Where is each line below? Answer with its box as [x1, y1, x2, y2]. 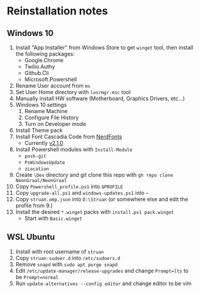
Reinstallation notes [7, 4, 108, 18]
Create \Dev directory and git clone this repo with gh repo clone [15, 171, 173, 178]
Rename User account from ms [15, 82, 91, 89]
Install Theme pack [15, 127, 63, 134]
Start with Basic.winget [24, 215, 83, 222]
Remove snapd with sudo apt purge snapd [15, 261, 118, 268]
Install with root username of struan [15, 247, 104, 255]
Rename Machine [24, 108, 68, 114]
